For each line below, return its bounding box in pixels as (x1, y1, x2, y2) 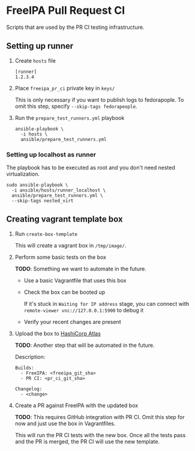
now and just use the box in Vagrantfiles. (14, 420, 116, 427)
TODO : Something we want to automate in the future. (14, 265, 147, 272)
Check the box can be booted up (23, 288, 106, 296)
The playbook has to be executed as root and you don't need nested (6, 164, 176, 172)
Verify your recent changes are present (23, 318, 121, 325)
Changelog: (14, 386, 43, 392)
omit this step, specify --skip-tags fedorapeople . (14, 102, 137, 110)
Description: (14, 353, 46, 360)
